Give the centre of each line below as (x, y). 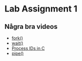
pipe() (17, 53)
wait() (17, 43)
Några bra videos (31, 27)
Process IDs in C (28, 48)
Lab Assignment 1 (41, 9)
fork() (17, 38)
